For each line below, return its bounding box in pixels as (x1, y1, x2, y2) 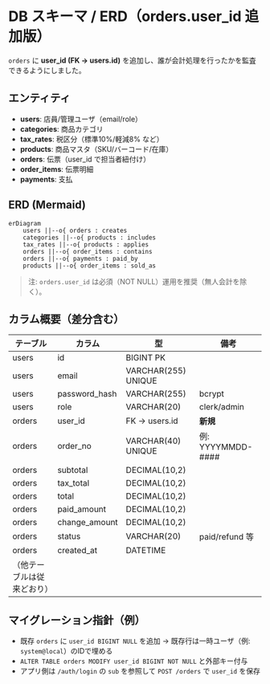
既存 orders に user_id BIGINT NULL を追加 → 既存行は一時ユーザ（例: (19, 636, 251, 646)
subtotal (57, 465, 88, 476)
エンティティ (8, 92, 71, 105)
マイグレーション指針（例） (8, 613, 146, 627)
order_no (57, 441, 92, 452)
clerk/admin (199, 401, 245, 413)
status (57, 531, 81, 542)
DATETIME (125, 545, 166, 556)
